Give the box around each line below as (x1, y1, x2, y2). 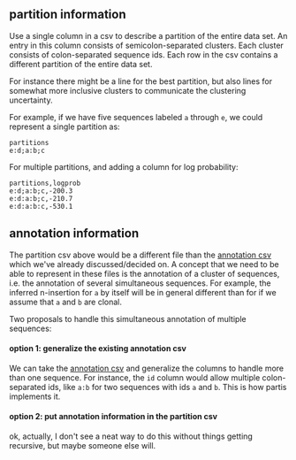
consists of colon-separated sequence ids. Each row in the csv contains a (9, 49, 278, 60)
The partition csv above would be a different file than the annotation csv (9, 249, 272, 260)
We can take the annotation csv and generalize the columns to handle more (9, 363, 285, 373)
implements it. (9, 391, 61, 402)
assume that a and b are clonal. (9, 296, 122, 307)
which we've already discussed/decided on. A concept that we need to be (9, 258, 280, 269)
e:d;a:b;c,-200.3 (9, 186, 73, 195)
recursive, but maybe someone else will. (9, 441, 156, 451)
